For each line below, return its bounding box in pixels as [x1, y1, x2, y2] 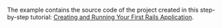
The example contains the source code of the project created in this [7, 6, 199, 14]
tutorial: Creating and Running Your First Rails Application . [30, 13, 194, 21]
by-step [7, 13, 29, 21]
